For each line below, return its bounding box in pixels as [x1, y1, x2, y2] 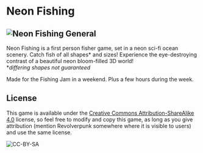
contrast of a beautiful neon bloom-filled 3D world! [6, 58, 134, 64]
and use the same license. [6, 129, 72, 136]
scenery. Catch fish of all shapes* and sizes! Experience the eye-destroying [6, 51, 197, 58]
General [65, 29, 96, 39]
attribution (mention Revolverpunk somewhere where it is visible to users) [6, 122, 191, 129]
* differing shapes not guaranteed [6, 64, 91, 71]
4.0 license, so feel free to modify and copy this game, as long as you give [6, 115, 193, 123]
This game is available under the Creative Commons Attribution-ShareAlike [6, 109, 194, 117]
